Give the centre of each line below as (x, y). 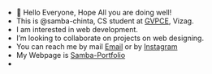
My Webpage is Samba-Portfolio (71, 55)
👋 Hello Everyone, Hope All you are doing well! (94, 12)
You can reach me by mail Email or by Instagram (97, 47)
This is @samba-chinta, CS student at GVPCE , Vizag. (105, 21)
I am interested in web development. (77, 29)
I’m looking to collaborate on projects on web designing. (110, 38)
